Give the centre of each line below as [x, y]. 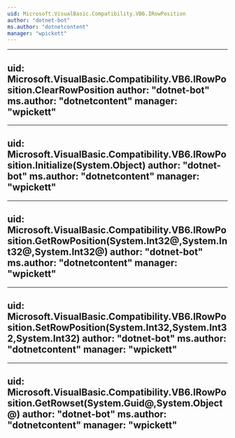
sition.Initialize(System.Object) [77, 165]
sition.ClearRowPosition [61, 90]
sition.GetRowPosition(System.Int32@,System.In [117, 241]
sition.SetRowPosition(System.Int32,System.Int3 [117, 328]
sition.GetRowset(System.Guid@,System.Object [115, 403]
